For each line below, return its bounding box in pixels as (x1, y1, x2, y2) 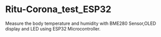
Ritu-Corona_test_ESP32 (5, 4, 111, 15)
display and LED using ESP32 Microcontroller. (5, 25, 101, 31)
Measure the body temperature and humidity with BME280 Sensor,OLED (5, 20, 156, 26)
